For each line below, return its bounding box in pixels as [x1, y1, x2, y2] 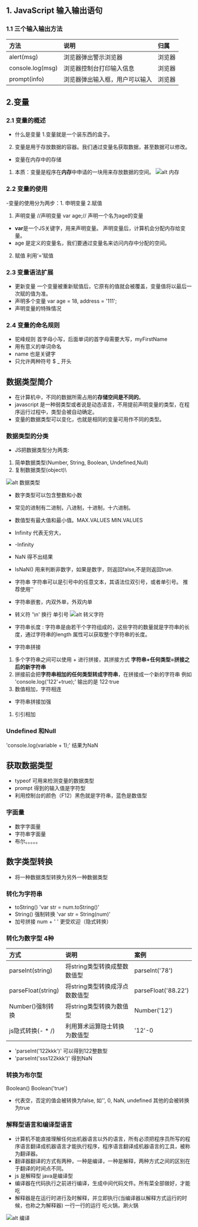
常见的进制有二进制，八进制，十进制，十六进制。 [14, 504, 134, 511]
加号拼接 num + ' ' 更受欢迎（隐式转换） [14, 918, 112, 925]
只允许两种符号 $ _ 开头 [14, 358, 72, 365]
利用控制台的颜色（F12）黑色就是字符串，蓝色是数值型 [14, 792, 147, 799]
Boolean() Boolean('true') [6, 1084, 68, 1092]
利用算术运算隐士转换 [65, 1022, 125, 1031]
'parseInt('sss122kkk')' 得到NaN [14, 1055, 93, 1062]
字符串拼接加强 [14, 698, 51, 705]
